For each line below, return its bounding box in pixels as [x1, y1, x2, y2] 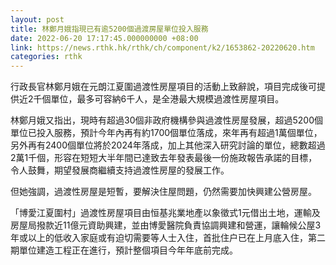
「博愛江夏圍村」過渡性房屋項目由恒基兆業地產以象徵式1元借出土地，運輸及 [10, 207, 321, 219]
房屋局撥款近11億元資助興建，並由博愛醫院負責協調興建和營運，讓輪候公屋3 [10, 219, 322, 231]
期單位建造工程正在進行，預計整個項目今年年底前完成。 [10, 244, 238, 256]
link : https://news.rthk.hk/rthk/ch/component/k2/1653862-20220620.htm [10, 42, 315, 53]
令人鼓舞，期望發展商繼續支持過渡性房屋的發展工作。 [10, 164, 230, 176]
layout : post [10, 14, 65, 25]
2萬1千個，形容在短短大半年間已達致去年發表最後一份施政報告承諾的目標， [10, 152, 318, 164]
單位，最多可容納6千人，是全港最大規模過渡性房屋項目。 [50, 93, 285, 105]
